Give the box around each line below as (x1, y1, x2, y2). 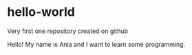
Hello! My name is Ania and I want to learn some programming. (7, 40, 186, 48)
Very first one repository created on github (7, 27, 129, 35)
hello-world (7, 4, 76, 20)
